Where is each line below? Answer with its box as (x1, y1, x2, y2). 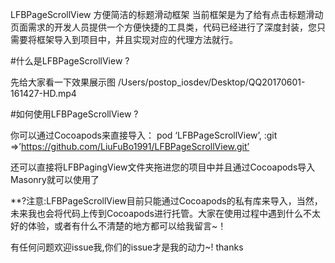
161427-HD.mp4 (10, 88, 77, 99)
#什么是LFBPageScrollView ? (10, 55, 130, 67)
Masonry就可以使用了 (10, 174, 100, 185)
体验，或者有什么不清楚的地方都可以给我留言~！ (27, 220, 227, 232)
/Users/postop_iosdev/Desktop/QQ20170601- (117, 76, 306, 88)
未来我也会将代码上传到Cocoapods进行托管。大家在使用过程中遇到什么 (10, 208, 303, 219)
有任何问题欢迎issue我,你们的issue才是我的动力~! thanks (10, 241, 244, 253)
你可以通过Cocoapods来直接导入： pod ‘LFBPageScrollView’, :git (10, 129, 278, 141)
